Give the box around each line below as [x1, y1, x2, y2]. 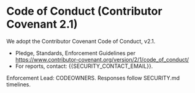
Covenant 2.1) [6, 17, 78, 31]
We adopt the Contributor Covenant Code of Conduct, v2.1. [6, 37, 156, 45]
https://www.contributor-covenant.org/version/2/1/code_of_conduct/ [15, 56, 189, 63]
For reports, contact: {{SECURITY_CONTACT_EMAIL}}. [15, 62, 153, 70]
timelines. [6, 81, 31, 88]
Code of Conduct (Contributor [6, 4, 162, 18]
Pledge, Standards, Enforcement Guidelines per [15, 49, 136, 56]
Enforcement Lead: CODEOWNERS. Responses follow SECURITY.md [6, 74, 180, 81]
